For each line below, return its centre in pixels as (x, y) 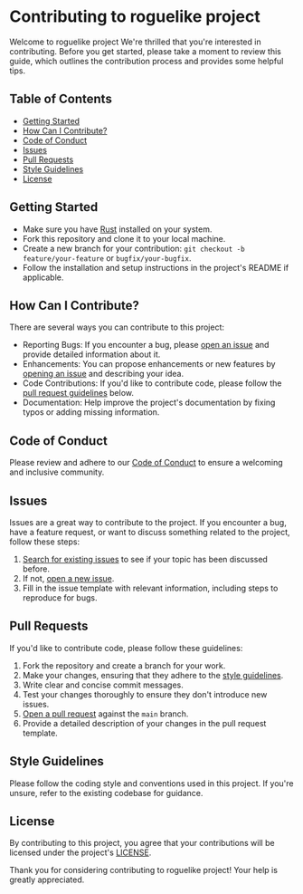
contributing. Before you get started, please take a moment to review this (146, 51)
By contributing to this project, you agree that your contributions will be (142, 843)
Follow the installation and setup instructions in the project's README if (156, 267)
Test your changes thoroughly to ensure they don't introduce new (145, 694)
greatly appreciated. (47, 880)
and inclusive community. (57, 472)
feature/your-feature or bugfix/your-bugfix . (107, 258)
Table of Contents (61, 99)
